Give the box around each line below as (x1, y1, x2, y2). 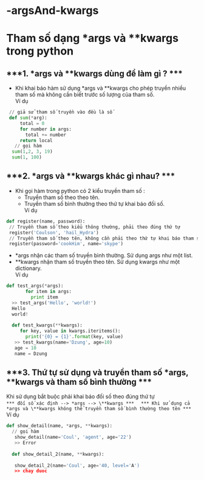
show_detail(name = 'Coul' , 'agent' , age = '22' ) (14, 434, 132, 441)
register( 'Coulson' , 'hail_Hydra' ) (8, 229, 99, 235)
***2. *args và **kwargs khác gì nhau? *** (6, 171, 175, 181)
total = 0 (19, 120, 45, 126)
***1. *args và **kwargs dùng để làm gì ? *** (6, 68, 183, 79)
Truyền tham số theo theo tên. (24, 194, 100, 201)
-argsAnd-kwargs (6, 4, 99, 18)
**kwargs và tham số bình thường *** (6, 377, 152, 387)
